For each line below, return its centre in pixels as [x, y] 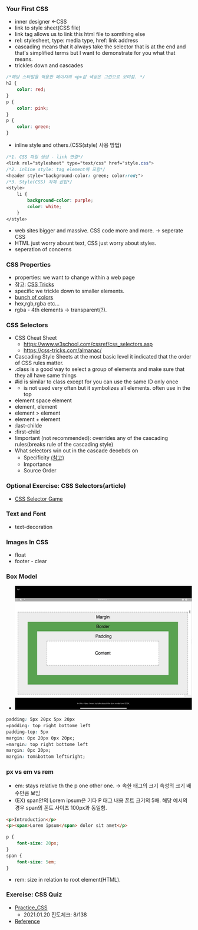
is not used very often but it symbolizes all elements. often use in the [107, 388]
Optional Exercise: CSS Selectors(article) [66, 486]
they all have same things [45, 376]
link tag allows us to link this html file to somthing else [80, 34]
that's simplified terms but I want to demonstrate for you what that [95, 53]
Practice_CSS [31, 908]
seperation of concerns [43, 249]
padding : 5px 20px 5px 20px [41, 719]
